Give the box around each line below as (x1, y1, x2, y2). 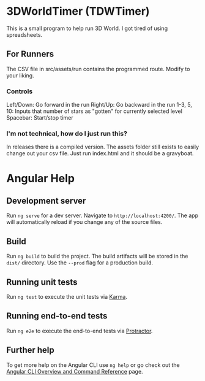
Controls (6, 87, 33, 96)
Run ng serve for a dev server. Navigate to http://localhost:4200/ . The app (6, 212, 199, 219)
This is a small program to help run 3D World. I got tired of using (6, 25, 168, 32)
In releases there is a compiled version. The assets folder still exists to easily (6, 143, 199, 151)
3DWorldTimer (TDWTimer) (6, 4, 150, 18)
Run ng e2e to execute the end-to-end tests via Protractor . (6, 327, 153, 334)
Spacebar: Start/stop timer (6, 114, 73, 121)
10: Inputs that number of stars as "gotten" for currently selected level (6, 107, 182, 115)
